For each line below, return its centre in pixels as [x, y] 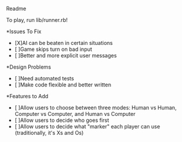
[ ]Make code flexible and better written [63, 85]
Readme [16, 9]
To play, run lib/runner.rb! [37, 20]
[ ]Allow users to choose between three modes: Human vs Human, [96, 108]
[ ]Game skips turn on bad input [53, 49]
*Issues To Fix [24, 31]
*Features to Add [27, 96]
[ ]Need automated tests [44, 78]
